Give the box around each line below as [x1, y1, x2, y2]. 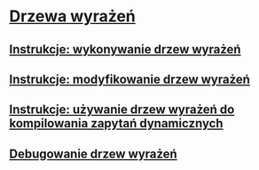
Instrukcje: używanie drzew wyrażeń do [9, 102, 235, 117]
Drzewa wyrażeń [9, 6, 136, 27]
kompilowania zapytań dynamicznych [9, 116, 224, 131]
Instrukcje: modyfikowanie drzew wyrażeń [9, 71, 251, 86]
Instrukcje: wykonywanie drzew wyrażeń [9, 42, 241, 57]
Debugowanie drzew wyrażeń [9, 146, 177, 161]
